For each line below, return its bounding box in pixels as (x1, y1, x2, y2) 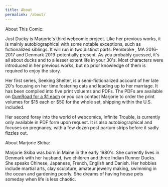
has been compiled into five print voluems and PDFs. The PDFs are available (5, 88, 163, 94)
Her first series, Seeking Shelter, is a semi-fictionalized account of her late (5, 77, 159, 83)
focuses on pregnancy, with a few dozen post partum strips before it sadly (5, 124, 159, 131)
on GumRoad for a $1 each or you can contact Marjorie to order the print (5, 93, 155, 100)
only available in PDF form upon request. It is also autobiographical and (5, 119, 152, 125)
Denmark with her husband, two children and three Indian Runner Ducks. (5, 154, 156, 161)
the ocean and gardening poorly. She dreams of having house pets (5, 170, 143, 176)
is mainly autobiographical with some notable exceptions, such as (5, 41, 141, 47)
